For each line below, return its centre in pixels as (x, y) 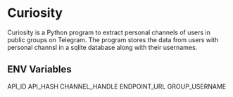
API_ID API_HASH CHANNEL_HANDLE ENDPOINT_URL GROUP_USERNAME (117, 86)
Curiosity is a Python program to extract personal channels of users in (109, 32)
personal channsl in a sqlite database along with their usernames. (102, 47)
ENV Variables (39, 69)
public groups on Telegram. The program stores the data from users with (113, 39)
